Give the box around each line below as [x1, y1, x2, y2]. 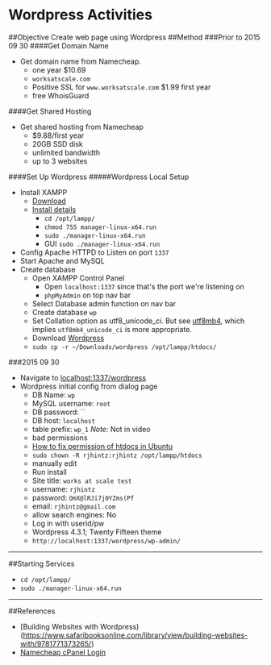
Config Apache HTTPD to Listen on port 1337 [19, 247, 169, 257]
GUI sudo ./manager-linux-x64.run [44, 239, 161, 248]
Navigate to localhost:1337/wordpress [19, 372, 147, 382]
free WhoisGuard [31, 90, 90, 100]
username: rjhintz [31, 484, 95, 493]
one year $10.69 [31, 64, 86, 74]
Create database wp [31, 307, 97, 317]
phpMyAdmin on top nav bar [44, 290, 131, 300]
